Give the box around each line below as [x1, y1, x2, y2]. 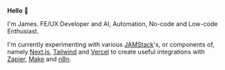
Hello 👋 [7, 7, 29, 14]
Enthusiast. [7, 27, 40, 35]
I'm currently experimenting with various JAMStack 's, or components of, [7, 40, 215, 48]
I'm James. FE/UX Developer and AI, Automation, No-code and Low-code [7, 20, 218, 27]
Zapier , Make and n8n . [7, 55, 72, 63]
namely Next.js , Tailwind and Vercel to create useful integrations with [7, 48, 205, 56]
